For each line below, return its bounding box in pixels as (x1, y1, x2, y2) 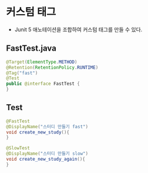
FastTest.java (6, 44, 57, 54)
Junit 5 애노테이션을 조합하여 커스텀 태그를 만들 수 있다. (14, 26, 143, 33)
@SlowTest (6, 145, 31, 151)
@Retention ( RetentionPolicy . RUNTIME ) (6, 64, 99, 71)
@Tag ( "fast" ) (6, 70, 38, 76)
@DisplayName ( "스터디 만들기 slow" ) (6, 151, 89, 157)
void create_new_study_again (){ (6, 157, 85, 162)
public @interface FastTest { (6, 81, 80, 87)
